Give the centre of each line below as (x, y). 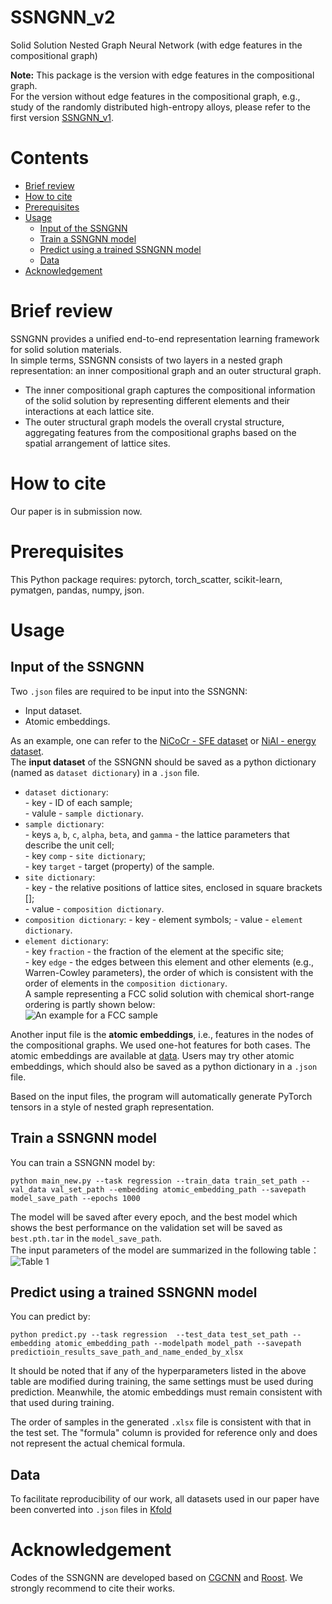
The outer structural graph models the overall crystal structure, (154, 422)
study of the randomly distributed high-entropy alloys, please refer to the (161, 107)
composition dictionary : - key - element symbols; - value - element (163, 919)
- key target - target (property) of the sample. (119, 866)
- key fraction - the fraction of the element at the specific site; (154, 951)
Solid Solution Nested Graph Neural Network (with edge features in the (156, 45)
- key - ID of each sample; (78, 802)
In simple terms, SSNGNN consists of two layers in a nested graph (146, 360)
